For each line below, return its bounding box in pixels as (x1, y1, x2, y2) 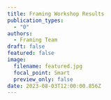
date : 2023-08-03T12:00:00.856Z (7, 82, 101, 89)
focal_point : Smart (13, 69, 71, 76)
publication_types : (7, 17, 64, 24)
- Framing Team (13, 37, 58, 44)
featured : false (7, 50, 54, 57)
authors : (7, 30, 33, 37)
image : (7, 56, 27, 63)
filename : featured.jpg (13, 63, 82, 70)
